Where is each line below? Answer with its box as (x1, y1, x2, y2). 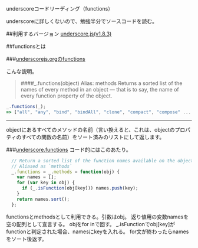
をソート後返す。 (6, 235, 47, 242)
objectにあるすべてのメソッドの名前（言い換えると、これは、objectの (6, 126, 175, 133)
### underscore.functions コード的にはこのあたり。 (6, 146, 131, 153)
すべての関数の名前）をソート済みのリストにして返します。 (21, 133, 165, 141)
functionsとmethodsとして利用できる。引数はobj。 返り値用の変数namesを (6, 213, 189, 220)
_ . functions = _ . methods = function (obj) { (11, 169, 120, 175)
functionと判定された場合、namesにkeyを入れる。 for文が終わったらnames (6, 228, 189, 235)
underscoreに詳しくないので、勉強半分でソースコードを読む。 (6, 18, 158, 25)
